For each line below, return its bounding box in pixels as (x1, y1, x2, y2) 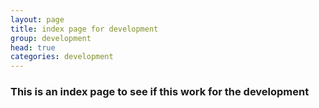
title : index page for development (10, 24, 159, 34)
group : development (10, 33, 92, 43)
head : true (10, 42, 56, 53)
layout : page (10, 14, 65, 25)
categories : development (10, 52, 114, 62)
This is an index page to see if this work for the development (10, 85, 310, 99)
